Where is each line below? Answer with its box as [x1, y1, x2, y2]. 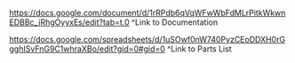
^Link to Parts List [167, 43, 233, 54]
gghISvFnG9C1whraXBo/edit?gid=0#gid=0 [9, 43, 166, 54]
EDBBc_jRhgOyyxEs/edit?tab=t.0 [9, 17, 131, 28]
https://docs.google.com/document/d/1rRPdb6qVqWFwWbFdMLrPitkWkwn [9, 8, 286, 18]
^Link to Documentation [132, 17, 219, 28]
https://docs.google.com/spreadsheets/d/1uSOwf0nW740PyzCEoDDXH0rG [9, 35, 286, 44]
